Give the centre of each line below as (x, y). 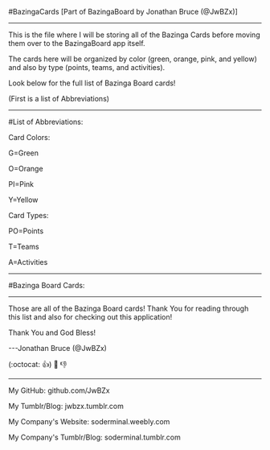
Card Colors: (29, 137)
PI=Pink (21, 184)
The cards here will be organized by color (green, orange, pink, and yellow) (133, 59)
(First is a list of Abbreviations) (59, 99)
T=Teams (24, 246)
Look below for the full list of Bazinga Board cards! (92, 83)
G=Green (23, 153)
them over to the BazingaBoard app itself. (77, 43)
